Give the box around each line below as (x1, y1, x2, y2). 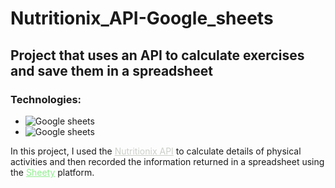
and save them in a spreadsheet (10, 62, 213, 79)
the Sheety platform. (10, 166, 95, 178)
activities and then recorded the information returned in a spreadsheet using (10, 155, 325, 167)
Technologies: (10, 92, 82, 106)
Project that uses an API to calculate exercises (10, 47, 305, 64)
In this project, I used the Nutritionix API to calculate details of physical (10, 145, 302, 157)
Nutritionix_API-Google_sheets (10, 7, 274, 30)
